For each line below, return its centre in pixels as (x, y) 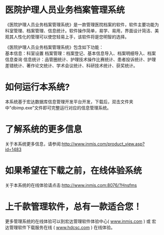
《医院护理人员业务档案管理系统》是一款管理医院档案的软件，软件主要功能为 (82, 24)
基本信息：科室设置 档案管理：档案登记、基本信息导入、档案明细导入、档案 (81, 53)
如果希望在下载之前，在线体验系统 (74, 171)
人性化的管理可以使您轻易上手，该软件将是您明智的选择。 (71, 37)
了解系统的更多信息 (44, 129)
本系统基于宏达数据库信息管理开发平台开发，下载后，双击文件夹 (69, 101)
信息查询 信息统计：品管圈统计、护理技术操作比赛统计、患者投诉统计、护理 (81, 59)
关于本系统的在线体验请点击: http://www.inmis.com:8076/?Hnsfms (71, 185)
